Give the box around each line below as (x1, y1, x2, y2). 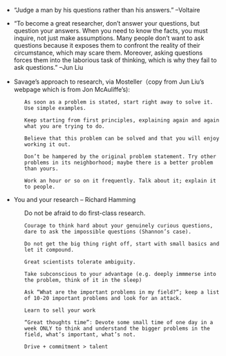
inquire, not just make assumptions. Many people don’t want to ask (13, 34, 205, 42)
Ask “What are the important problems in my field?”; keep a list (23, 289, 220, 296)
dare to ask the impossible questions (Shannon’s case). (23, 228, 192, 235)
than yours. (23, 165, 59, 172)
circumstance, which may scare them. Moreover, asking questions (13, 48, 203, 57)
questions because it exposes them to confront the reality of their (13, 41, 200, 49)
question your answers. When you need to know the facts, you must (13, 27, 209, 35)
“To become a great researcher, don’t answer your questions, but (13, 19, 200, 27)
